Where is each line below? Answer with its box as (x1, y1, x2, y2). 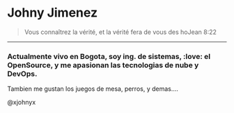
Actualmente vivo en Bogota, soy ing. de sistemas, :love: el (7, 51, 211, 61)
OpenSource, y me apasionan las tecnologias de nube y (7, 60, 199, 70)
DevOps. (7, 69, 38, 78)
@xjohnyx (7, 98, 36, 107)
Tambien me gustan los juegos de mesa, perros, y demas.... (7, 85, 179, 93)
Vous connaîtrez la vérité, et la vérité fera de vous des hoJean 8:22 (24, 28, 217, 36)
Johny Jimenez (7, 5, 98, 21)
